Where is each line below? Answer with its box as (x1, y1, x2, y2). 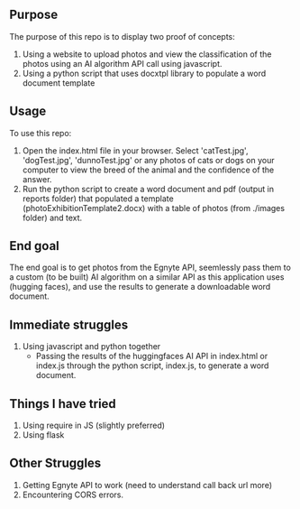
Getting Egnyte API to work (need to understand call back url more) (22, 479, 273, 490)
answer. (22, 173, 52, 184)
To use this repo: (9, 127, 72, 138)
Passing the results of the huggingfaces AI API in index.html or (35, 351, 268, 362)
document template (22, 77, 95, 88)
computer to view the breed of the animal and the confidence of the (22, 164, 275, 175)
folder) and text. (22, 212, 83, 223)
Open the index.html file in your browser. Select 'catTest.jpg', (22, 144, 249, 156)
